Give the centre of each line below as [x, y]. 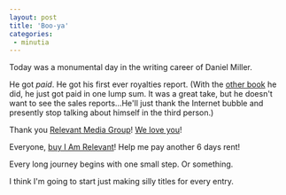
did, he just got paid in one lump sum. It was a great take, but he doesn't [141, 94]
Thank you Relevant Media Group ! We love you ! [96, 130]
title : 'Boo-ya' [39, 26]
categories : [31, 34]
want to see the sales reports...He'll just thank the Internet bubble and [136, 104]
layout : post [33, 17]
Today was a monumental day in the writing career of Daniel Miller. [131, 67]
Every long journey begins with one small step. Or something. [121, 164]
